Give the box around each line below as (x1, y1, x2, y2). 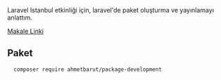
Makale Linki (7, 27, 44, 35)
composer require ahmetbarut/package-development (13, 66, 162, 73)
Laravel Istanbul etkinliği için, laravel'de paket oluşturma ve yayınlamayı (7, 6, 215, 14)
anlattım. (7, 13, 33, 22)
